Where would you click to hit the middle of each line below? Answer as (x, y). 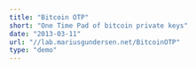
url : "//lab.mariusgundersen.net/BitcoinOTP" (94, 42)
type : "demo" (33, 50)
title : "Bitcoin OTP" (49, 17)
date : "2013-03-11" (45, 34)
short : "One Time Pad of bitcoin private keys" (99, 26)
